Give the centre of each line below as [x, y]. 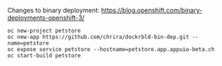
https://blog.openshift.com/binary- [152, 10]
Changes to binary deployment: [53, 10]
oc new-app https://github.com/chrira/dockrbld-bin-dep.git [99, 37]
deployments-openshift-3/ [46, 18]
